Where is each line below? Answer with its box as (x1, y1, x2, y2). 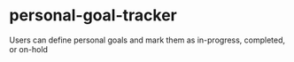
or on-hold (9, 43, 49, 54)
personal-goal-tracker (9, 5, 177, 26)
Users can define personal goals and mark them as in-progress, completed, (9, 35, 286, 45)
